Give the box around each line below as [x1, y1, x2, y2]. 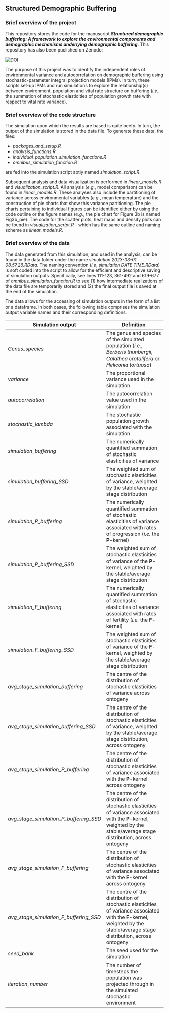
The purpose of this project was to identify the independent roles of [5, 66, 146, 72]
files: [5, 133, 16, 139]
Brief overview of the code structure [5, 111, 96, 118]
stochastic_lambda [8, 421, 53, 428]
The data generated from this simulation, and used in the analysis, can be [5, 251, 157, 257]
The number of [106, 961, 141, 969]
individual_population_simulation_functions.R [12, 154, 107, 160]
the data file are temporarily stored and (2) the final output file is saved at [5, 283, 157, 289]
